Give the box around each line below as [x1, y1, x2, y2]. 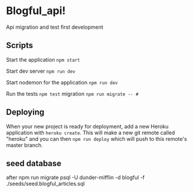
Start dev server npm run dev [6, 67, 76, 75]
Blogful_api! [6, 4, 66, 18]
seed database [6, 158, 62, 168]
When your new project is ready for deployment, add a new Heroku [6, 123, 169, 130]
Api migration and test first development [6, 23, 104, 31]
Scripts [6, 40, 33, 50]
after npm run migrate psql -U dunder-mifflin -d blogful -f [6, 174, 145, 181]
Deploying [6, 107, 45, 117]
